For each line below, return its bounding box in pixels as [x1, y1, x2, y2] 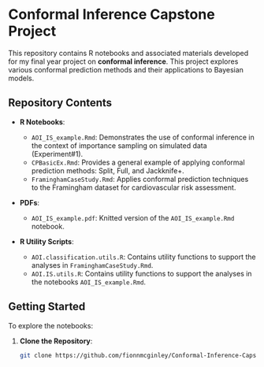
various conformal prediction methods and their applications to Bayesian [8, 65, 244, 74]
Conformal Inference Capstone [8, 6, 215, 24]
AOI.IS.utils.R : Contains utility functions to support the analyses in [31, 269, 252, 278]
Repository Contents [8, 96, 113, 109]
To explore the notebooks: [8, 321, 93, 330]
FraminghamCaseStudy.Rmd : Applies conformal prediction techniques [31, 174, 249, 183]
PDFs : [19, 198, 40, 207]
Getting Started [8, 300, 86, 313]
